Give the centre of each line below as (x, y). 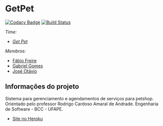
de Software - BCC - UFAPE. (34, 109)
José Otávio (25, 71)
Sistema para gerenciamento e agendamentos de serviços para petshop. (80, 98)
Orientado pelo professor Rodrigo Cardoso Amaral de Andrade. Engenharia (82, 104)
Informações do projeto (42, 87)
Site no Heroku (27, 119)
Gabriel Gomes (27, 66)
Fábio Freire (25, 60)
